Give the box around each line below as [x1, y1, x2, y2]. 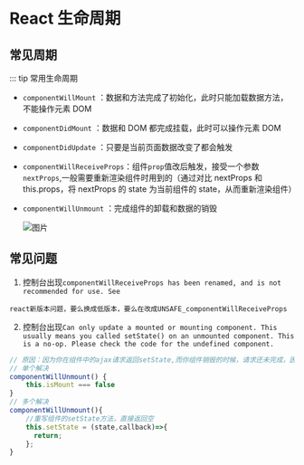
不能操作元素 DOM [22, 103, 92, 114]
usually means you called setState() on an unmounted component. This [22, 331, 295, 340]
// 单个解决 [9, 364, 50, 373]
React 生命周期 [9, 8, 121, 29]
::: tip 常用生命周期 [9, 73, 79, 83]
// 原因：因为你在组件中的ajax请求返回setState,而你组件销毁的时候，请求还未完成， [9, 355, 290, 365]
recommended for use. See [22, 287, 120, 296]
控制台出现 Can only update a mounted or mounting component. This [22, 321, 278, 332]
